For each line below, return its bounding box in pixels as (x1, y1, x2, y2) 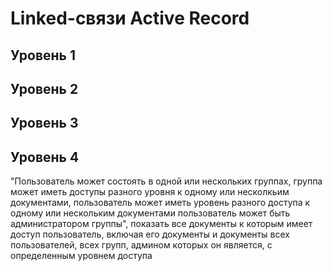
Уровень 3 (10, 115, 79, 132)
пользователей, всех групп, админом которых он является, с (10, 239, 273, 251)
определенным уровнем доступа (10, 250, 153, 262)
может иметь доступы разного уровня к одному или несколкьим (10, 186, 290, 198)
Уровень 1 (10, 47, 76, 64)
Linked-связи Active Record (10, 7, 250, 30)
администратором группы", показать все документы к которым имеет (10, 218, 313, 230)
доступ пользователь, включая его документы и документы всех (10, 228, 290, 241)
